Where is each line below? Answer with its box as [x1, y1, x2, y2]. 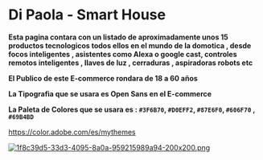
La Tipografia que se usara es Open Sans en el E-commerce [8, 88, 212, 98]
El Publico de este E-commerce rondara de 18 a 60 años [8, 73, 199, 83]
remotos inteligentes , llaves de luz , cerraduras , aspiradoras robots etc [8, 58, 253, 68]
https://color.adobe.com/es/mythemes [8, 127, 136, 137]
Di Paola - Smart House [8, 6, 166, 24]
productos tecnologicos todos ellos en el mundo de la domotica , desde [8, 40, 252, 50]
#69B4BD [8, 113, 35, 121]
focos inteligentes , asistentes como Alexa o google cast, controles [8, 49, 237, 59]
